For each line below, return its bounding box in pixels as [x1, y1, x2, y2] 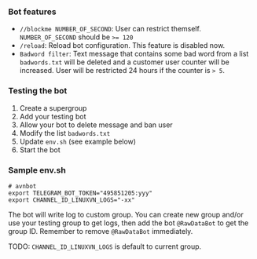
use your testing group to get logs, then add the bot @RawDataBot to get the [8, 218, 249, 228]
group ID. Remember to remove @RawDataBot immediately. [8, 226, 193, 235]
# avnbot [8, 182, 37, 190]
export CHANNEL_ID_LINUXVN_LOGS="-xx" [8, 195, 135, 204]
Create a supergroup [19, 103, 87, 112]
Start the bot [19, 144, 61, 155]
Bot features [8, 6, 57, 17]
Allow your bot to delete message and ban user [19, 120, 173, 129]
